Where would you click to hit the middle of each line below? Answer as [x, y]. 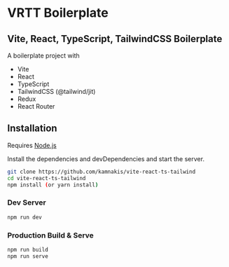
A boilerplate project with [44, 55]
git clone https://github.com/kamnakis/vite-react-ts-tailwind [102, 172]
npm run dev [25, 217]
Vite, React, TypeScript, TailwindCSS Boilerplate [115, 39]
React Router [36, 106]
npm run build [28, 249]
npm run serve [28, 256]
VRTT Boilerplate [58, 13]
